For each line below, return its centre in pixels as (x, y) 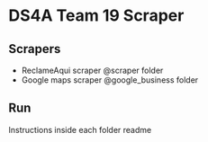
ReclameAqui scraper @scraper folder (92, 70)
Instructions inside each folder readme (80, 129)
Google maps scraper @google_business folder (110, 80)
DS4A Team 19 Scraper (96, 16)
